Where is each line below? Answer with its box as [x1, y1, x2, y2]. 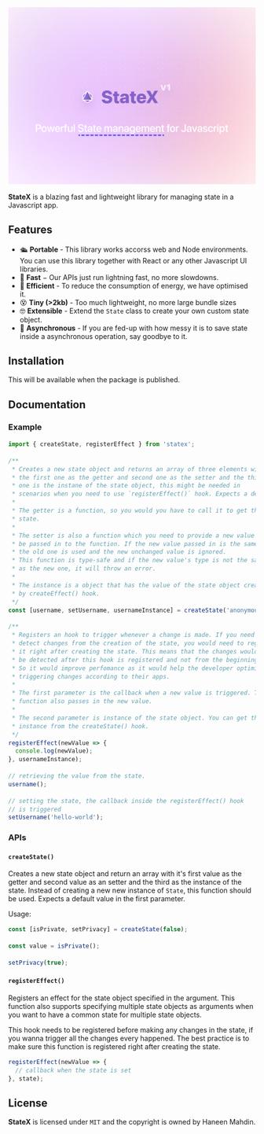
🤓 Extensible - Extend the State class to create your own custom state [19, 306, 249, 315]
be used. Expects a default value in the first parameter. [8, 894, 186, 904]
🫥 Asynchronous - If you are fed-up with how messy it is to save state [19, 323, 248, 333]
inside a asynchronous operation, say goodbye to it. [19, 331, 188, 341]
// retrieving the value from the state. [8, 772, 146, 780]
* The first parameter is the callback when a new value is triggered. [11, 689, 251, 698]
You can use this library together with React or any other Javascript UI [19, 256, 247, 265]
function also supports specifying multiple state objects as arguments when [8, 1002, 254, 1011]
